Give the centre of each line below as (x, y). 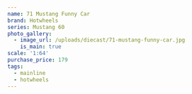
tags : (15, 66)
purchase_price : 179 (38, 60)
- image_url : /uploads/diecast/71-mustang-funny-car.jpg (100, 40)
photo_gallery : (30, 34)
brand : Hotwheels (33, 20)
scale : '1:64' (28, 54)
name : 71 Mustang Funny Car (49, 14)
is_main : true (41, 47)
